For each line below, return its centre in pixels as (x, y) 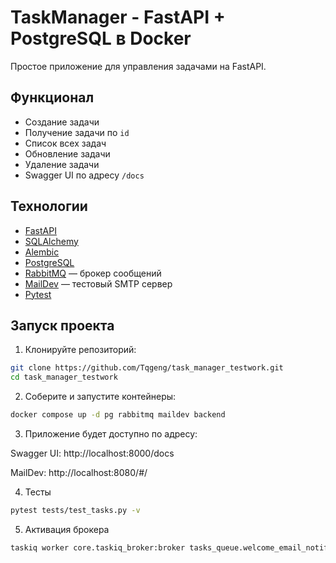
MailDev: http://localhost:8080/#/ (79, 472)
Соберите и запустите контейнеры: (100, 397)
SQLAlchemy (51, 241)
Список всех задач (65, 143)
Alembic (42, 252)
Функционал (52, 97)
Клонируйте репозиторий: (80, 350)
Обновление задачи (67, 153)
